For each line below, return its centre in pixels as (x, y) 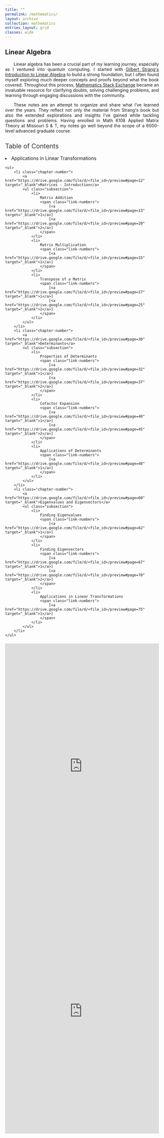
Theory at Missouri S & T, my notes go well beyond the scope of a (75, 125)
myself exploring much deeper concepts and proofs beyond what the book (82, 79)
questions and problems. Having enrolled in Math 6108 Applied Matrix (82, 120)
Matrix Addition (56, 198)
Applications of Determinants (71, 451)
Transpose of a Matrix (63, 279)
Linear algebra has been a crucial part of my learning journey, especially (86, 64)
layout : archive (21, 19)
